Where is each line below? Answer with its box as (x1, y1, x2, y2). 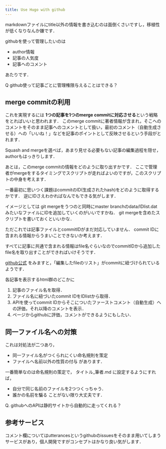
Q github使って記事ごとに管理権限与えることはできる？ (5, 82, 118, 88)
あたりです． (5, 71, 31, 77)
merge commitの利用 (5, 98, 71, 106)
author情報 (12, 49, 35, 54)
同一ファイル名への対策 (5, 328, 77, 336)
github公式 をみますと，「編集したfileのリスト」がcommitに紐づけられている (5, 260, 160, 266)
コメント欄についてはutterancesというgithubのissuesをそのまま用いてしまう (5, 433, 161, 439)
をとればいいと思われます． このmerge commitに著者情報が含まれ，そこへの (5, 118, 162, 124)
